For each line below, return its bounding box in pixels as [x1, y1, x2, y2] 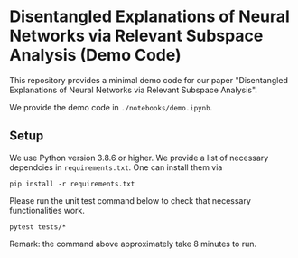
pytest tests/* [9, 222, 67, 232]
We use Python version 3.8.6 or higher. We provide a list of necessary [9, 152, 269, 163]
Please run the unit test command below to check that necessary [9, 195, 251, 205]
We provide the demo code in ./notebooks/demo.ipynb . [9, 101, 213, 112]
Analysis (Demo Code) [9, 45, 182, 65]
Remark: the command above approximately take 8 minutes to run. [9, 238, 257, 249]
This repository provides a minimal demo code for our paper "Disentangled [9, 74, 289, 85]
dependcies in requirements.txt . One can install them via [9, 161, 223, 173]
